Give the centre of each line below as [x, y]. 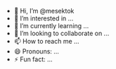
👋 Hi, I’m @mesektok [44, 11]
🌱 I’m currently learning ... [51, 26]
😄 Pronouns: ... [37, 51]
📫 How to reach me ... [46, 41]
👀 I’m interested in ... [44, 18]
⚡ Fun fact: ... [33, 59]
